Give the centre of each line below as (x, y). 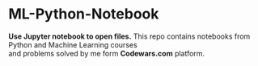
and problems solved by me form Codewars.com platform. (106, 53)
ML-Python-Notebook (84, 14)
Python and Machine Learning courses (73, 44)
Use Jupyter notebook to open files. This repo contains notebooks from (129, 36)
